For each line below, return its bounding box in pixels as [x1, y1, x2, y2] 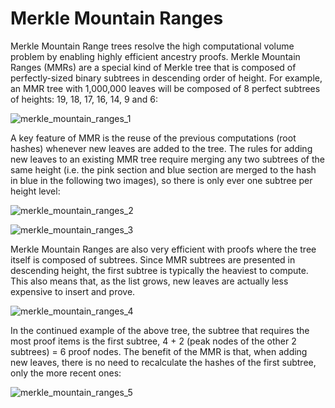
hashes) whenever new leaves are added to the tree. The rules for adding [10, 142, 313, 154]
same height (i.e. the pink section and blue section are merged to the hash [10, 163, 317, 176]
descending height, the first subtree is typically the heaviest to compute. [10, 264, 309, 276]
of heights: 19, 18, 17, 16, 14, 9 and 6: [10, 93, 158, 105]
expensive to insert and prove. [10, 285, 136, 297]
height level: [10, 185, 61, 197]
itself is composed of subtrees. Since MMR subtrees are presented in [10, 253, 296, 266]
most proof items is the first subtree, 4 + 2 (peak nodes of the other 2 [10, 335, 297, 347]
